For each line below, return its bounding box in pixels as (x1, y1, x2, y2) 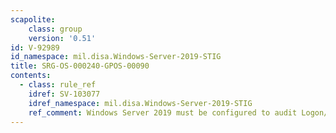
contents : (10, 71, 52, 81)
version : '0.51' (28, 33, 97, 43)
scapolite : (10, 14, 56, 25)
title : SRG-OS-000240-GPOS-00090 (10, 61, 150, 71)
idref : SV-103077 (28, 89, 101, 99)
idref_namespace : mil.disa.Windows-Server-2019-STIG (28, 98, 253, 108)
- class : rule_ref (19, 80, 97, 90)
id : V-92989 (10, 42, 60, 53)
